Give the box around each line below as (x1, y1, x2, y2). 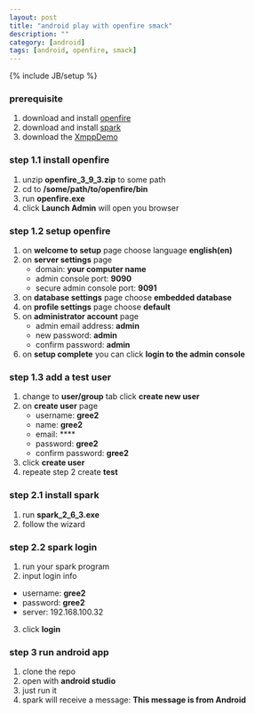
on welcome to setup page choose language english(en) (21, 245, 233, 256)
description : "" (9, 29, 69, 38)
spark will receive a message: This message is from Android (21, 694, 247, 705)
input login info (21, 570, 77, 581)
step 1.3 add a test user (9, 371, 112, 383)
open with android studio (21, 676, 116, 686)
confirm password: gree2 (35, 448, 129, 459)
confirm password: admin (35, 340, 131, 350)
